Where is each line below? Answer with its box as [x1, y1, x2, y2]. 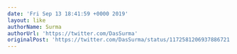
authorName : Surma [7, 23, 62, 30]
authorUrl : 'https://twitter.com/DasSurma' [7, 29, 138, 37]
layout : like [7, 17, 46, 24]
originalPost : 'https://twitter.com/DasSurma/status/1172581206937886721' [7, 36, 233, 43]
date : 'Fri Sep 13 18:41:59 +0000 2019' [7, 10, 129, 18]
